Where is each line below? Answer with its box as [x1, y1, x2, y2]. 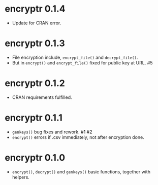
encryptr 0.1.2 [5, 78, 66, 89]
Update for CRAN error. [12, 20, 61, 26]
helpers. [12, 174, 30, 180]
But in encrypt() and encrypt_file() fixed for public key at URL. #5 [12, 59, 153, 66]
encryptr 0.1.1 [5, 112, 63, 123]
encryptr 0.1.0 [5, 152, 66, 163]
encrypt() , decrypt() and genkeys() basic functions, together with [12, 168, 151, 175]
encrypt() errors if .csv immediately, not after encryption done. [12, 134, 144, 140]
